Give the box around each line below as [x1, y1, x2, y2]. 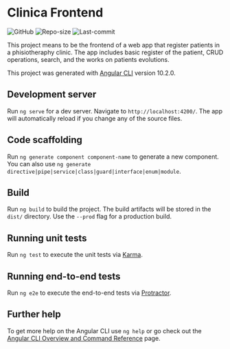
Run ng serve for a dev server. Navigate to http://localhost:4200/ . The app [7, 106, 223, 115]
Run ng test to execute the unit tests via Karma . [7, 251, 143, 259]
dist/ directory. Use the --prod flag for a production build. [7, 212, 172, 221]
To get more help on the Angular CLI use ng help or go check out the [7, 326, 202, 335]
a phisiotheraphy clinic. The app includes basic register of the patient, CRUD [7, 48, 224, 56]
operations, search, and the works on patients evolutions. [7, 55, 170, 63]
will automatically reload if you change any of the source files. [7, 114, 183, 122]
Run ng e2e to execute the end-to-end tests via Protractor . [7, 289, 172, 297]
